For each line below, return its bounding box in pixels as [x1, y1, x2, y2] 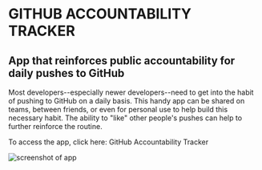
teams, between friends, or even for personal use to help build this [8, 105, 228, 114]
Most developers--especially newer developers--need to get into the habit [8, 87, 254, 97]
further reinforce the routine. [8, 122, 103, 131]
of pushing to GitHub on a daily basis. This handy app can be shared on [8, 96, 245, 105]
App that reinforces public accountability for [8, 54, 236, 67]
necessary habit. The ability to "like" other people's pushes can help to [8, 113, 243, 123]
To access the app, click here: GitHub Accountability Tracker [8, 137, 209, 147]
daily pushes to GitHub [8, 66, 125, 80]
